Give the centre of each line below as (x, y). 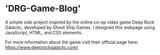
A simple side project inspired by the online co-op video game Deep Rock (80, 22)
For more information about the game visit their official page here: (72, 42)
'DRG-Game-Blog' (43, 9)
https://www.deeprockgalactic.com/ (42, 47)
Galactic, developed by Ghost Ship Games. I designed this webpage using (80, 27)
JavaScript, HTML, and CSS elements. (44, 32)
